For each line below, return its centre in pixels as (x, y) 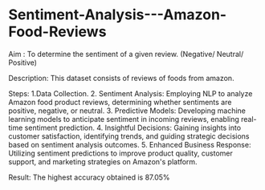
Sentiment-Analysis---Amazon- (118, 15)
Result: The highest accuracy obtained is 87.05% (89, 177)
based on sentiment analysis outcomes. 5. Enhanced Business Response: (130, 144)
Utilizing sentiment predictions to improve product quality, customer (120, 153)
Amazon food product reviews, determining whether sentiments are (120, 102)
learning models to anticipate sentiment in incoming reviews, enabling (124, 119)
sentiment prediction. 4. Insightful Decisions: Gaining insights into (133, 127)
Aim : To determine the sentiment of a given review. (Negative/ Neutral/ (126, 54)
